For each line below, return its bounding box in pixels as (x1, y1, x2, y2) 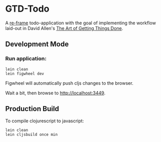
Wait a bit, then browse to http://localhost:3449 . (5, 90, 106, 96)
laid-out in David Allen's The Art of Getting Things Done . (5, 25, 123, 31)
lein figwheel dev (5, 71, 44, 76)
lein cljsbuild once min (5, 132, 58, 137)
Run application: (5, 55, 47, 62)
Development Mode (5, 40, 69, 49)
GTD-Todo (5, 3, 50, 15)
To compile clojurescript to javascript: (5, 118, 84, 124)
